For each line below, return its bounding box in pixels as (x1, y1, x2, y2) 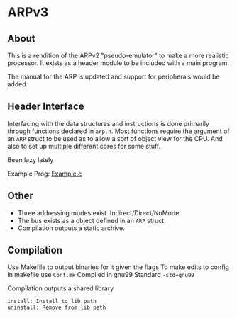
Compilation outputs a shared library (7, 284, 114, 293)
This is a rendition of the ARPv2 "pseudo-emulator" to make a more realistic (7, 51, 229, 59)
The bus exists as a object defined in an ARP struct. (17, 216, 166, 225)
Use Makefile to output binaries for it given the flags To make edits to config (7, 263, 229, 271)
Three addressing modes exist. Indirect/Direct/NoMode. (17, 208, 182, 217)
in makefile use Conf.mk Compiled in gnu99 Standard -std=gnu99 (7, 271, 195, 279)
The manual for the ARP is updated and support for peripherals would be (7, 72, 220, 81)
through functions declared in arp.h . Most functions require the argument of (7, 127, 230, 135)
